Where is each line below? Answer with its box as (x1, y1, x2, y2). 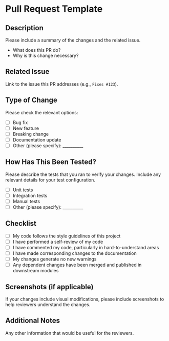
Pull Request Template (5, 3, 103, 15)
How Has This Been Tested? (5, 157, 96, 167)
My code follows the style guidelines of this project (12, 233, 121, 239)
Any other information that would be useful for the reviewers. (5, 330, 134, 336)
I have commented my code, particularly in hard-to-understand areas (12, 244, 159, 250)
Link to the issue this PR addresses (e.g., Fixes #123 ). (5, 81, 118, 87)
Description (5, 24, 44, 32)
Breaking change (12, 131, 49, 137)
